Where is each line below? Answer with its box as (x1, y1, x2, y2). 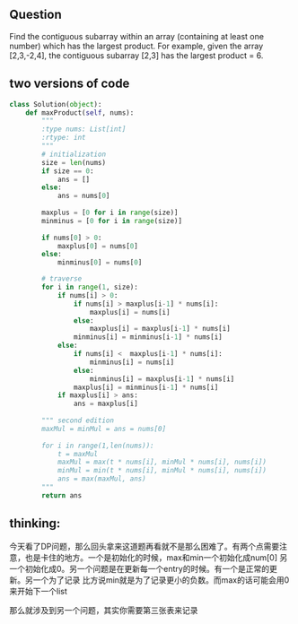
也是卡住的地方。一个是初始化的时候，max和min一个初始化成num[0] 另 (24, 551, 288, 563)
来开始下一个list (9, 585, 67, 596)
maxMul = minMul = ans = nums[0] (41, 424, 167, 433)
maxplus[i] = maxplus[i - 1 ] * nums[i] (89, 325, 231, 334)
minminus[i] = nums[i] (89, 358, 175, 367)
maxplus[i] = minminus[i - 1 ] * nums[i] (73, 383, 219, 392)
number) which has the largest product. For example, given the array (9, 40, 264, 51)
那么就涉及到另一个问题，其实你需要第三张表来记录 (9, 604, 198, 615)
